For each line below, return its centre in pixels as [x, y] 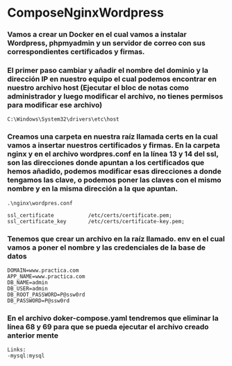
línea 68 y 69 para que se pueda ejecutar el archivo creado [108, 326]
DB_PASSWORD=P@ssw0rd [39, 301]
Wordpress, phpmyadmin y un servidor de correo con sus [107, 43]
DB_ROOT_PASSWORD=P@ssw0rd [46, 295]
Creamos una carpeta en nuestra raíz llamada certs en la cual [113, 137]
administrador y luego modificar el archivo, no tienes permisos [115, 96]
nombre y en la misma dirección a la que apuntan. [93, 189]
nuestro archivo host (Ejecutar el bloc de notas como [98, 88]
